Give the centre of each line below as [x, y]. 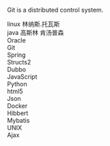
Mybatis [18, 120]
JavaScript [22, 77]
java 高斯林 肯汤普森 [36, 33]
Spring [16, 55]
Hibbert [18, 113]
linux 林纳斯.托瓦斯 [33, 24]
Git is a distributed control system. [55, 10]
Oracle [16, 40]
